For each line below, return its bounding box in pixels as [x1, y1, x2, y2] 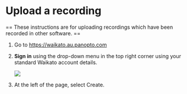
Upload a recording [5, 4, 102, 18]
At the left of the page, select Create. [14, 81, 105, 88]
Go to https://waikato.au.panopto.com [14, 41, 107, 48]
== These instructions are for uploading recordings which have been [5, 23, 173, 31]
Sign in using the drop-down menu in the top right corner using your [14, 52, 182, 59]
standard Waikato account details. [14, 59, 98, 66]
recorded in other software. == [5, 29, 81, 36]
